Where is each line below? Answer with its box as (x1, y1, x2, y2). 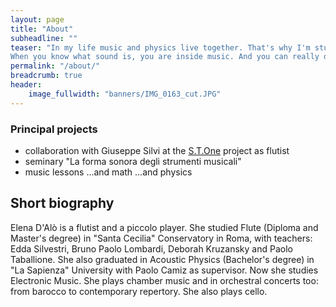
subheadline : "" (10, 33, 78, 43)
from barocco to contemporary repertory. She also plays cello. (10, 285, 268, 297)
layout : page (10, 14, 65, 25)
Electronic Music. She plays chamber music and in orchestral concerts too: (10, 274, 319, 286)
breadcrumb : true (10, 71, 83, 81)
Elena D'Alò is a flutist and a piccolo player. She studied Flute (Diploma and (10, 221, 319, 233)
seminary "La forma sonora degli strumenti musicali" (24, 155, 242, 167)
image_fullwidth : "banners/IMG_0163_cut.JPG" (28, 89, 222, 99)
